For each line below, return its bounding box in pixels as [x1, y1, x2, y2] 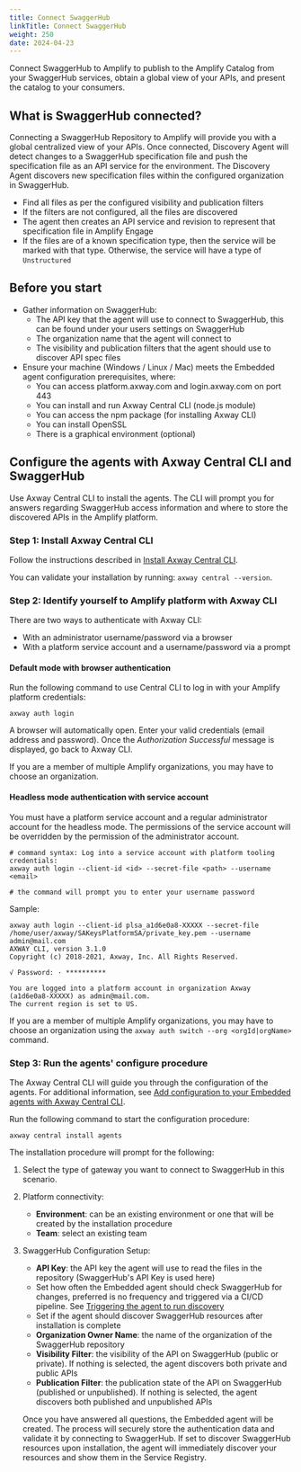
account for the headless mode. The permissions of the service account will [9, 821, 291, 832]
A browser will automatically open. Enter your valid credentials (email [9, 725, 265, 736]
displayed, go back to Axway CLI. [9, 744, 133, 755]
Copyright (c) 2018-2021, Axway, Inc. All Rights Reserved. [9, 952, 240, 961]
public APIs [35, 1368, 78, 1378]
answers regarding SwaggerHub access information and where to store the [9, 502, 288, 513]
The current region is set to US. [9, 999, 139, 1008]
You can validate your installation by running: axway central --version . [9, 572, 273, 583]
